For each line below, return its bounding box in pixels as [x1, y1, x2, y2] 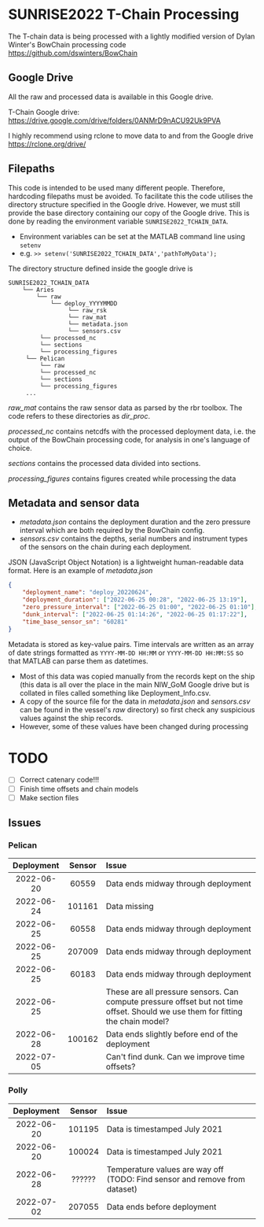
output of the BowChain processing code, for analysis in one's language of [8, 434, 251, 444]
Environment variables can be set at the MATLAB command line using [19, 231, 245, 241]
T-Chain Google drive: [8, 107, 80, 116]
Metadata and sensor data [8, 496, 140, 509]
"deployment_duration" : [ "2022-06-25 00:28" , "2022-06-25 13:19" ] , [22, 596, 247, 604]
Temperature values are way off [106, 1163, 224, 1174]
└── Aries [22, 286, 55, 294]
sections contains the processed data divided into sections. [8, 458, 201, 468]
